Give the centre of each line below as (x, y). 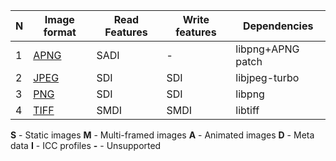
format (60, 32)
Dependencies (278, 26)
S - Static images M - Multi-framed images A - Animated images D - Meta (162, 135)
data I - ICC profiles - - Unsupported (86, 145)
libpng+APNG (267, 49)
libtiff (247, 110)
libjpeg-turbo (267, 77)
